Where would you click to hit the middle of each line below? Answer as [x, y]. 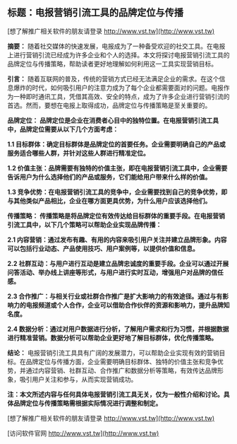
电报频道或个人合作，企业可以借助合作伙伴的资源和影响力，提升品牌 [124, 305]
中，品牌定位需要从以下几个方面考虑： [63, 129]
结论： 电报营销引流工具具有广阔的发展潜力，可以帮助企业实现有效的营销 [113, 353]
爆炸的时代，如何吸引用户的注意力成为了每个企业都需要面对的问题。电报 [118, 88]
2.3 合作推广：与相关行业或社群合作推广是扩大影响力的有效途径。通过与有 [115, 296]
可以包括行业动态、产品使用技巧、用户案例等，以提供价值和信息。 [103, 248]
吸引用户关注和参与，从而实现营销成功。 [78, 379]
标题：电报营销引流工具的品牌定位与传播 [95, 13]
